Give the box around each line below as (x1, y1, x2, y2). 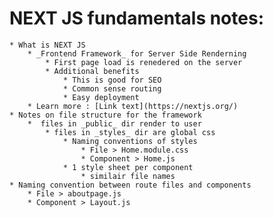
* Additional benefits (45, 66, 140, 76)
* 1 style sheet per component (62, 162, 194, 172)
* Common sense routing (62, 83, 162, 94)
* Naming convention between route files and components (9, 180, 252, 190)
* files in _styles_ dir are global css (45, 127, 216, 137)
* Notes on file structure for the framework (9, 110, 202, 120)
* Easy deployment (62, 92, 140, 102)
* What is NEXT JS (9, 40, 86, 50)
